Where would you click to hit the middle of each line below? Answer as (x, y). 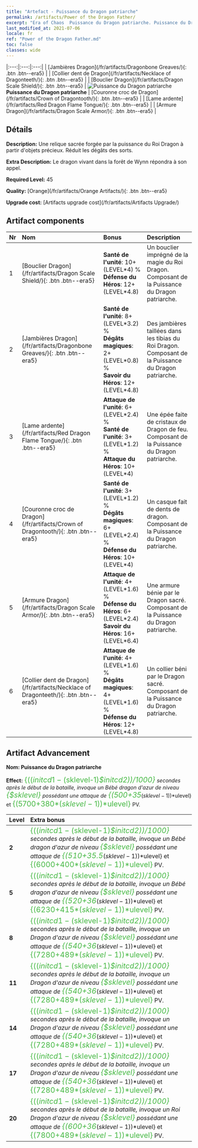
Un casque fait (167, 502)
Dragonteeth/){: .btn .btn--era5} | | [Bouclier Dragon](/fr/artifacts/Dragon (95, 79)
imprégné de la (168, 255)
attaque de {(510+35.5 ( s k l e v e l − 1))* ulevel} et (100, 856)
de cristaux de (167, 422)
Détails (19, 130)
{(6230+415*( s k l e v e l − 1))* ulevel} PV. (97, 910)
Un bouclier (163, 247)
